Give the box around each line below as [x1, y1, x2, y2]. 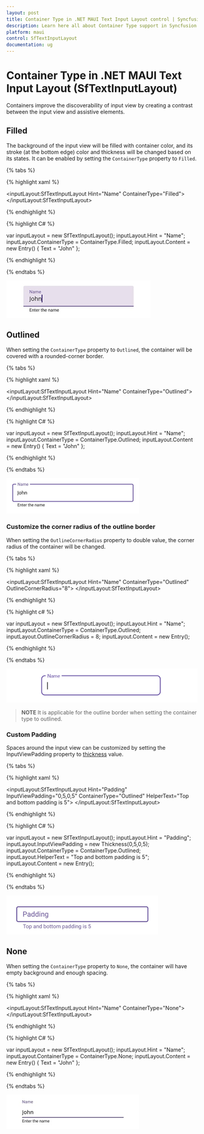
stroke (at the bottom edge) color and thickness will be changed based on [6, 148, 191, 155]
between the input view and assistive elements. [6, 108, 125, 115]
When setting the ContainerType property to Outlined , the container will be [6, 346, 192, 353]
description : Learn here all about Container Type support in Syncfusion [6, 22, 197, 29]
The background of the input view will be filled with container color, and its [6, 141, 193, 149]
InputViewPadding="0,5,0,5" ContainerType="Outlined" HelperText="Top [6, 792, 189, 800]
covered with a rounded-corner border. [6, 352, 104, 359]
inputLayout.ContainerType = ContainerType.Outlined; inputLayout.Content [6, 436, 193, 443]
